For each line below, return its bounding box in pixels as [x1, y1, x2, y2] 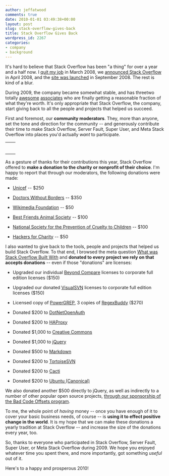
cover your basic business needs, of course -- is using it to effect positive [5, 413, 161, 419]
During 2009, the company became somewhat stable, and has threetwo [5, 89, 155, 95]
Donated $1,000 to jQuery [12, 339, 67, 345]
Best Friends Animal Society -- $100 [12, 214, 88, 220]
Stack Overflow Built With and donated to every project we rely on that [5, 254, 154, 260]
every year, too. [5, 430, 38, 436]
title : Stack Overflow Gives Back [5, 31, 78, 36]
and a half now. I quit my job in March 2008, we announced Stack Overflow [5, 69, 161, 75]
